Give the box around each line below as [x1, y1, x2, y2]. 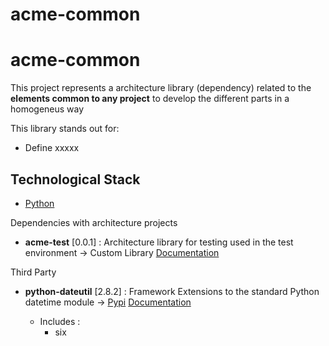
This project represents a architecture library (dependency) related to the [10, 82, 312, 94]
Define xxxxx [24, 142, 80, 154]
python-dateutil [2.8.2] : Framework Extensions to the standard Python [24, 285, 320, 297]
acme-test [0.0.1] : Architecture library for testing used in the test [24, 236, 294, 248]
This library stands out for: [10, 123, 120, 135]
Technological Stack [10, 171, 141, 188]
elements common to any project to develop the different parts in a [10, 93, 290, 105]
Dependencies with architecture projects [10, 216, 178, 228]
